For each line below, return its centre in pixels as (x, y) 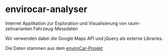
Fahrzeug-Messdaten (56, 28)
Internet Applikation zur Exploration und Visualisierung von (66, 23)
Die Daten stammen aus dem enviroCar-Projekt (54, 48)
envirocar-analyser (46, 9)
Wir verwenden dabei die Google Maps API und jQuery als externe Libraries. (84, 38)
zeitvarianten (19, 28)
